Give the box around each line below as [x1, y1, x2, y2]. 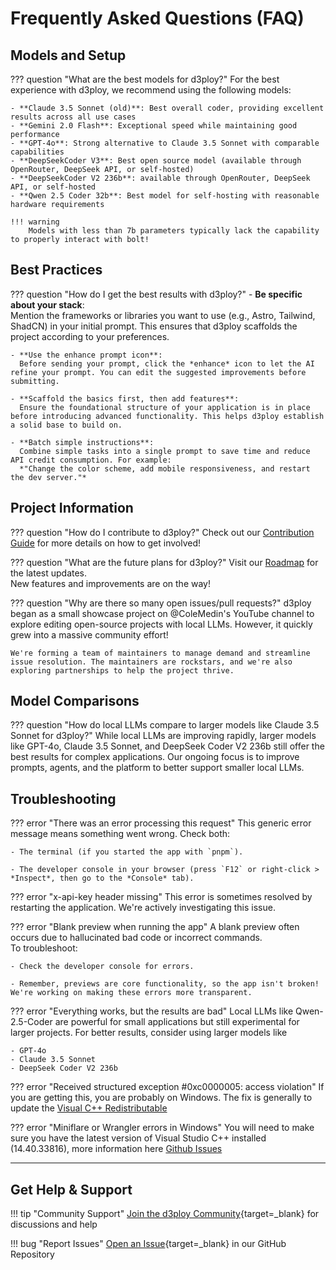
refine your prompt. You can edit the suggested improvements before [10, 367, 307, 377]
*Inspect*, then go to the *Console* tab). [10, 873, 195, 884]
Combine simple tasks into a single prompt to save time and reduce [19, 446, 311, 456]
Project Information [10, 500, 134, 517]
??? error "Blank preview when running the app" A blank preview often [10, 921, 300, 933]
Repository [10, 1248, 55, 1261]
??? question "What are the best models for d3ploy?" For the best [10, 73, 280, 85]
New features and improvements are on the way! [10, 577, 211, 589]
